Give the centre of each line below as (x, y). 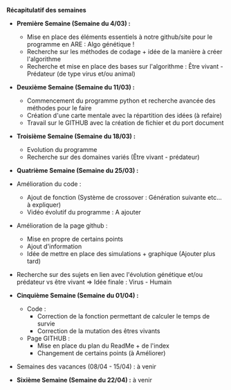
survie (46, 323)
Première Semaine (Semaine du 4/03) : (73, 23)
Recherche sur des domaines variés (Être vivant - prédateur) (113, 157)
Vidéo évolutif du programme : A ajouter (84, 212)
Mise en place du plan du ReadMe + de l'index (103, 346)
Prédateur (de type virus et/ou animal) (81, 74)
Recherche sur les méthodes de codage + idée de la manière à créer (124, 52)
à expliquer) (44, 205)
